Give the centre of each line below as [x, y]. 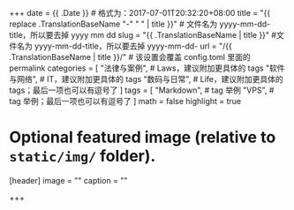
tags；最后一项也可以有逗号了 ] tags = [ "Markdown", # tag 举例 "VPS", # [142, 90]
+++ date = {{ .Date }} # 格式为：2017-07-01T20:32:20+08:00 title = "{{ [140, 13]
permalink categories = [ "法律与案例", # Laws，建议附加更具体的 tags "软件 [147, 68]
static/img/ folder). [83, 156]
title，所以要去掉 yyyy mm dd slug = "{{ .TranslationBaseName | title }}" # [143, 35]
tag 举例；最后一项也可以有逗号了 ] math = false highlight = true [125, 101]
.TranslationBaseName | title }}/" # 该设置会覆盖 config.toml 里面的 [130, 57]
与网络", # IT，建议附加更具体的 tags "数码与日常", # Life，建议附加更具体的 [147, 79]
